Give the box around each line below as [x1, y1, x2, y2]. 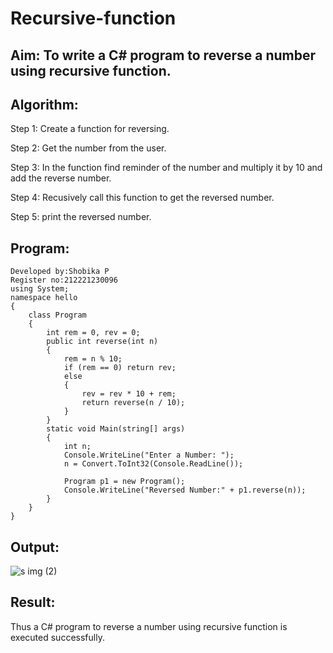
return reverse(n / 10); [81, 398, 186, 408]
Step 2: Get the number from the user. [10, 142, 167, 154]
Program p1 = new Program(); [63, 477, 186, 487]
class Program [28, 310, 87, 321]
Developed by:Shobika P [10, 267, 110, 277]
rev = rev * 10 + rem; [81, 389, 177, 399]
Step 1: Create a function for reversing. [10, 123, 170, 135]
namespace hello [10, 293, 78, 303]
